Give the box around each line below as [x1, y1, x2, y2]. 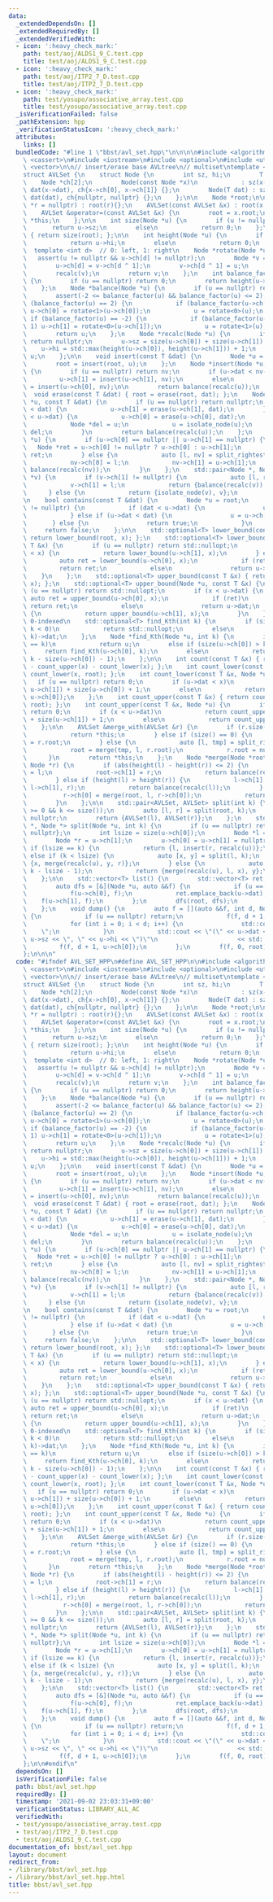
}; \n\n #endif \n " [23, 1760, 79, 1768]
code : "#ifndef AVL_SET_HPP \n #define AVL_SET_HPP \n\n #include [15, 958, 231, 966]
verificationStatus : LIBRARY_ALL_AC [15, 1805, 140, 1813]
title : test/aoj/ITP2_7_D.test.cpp [23, 80, 144, 88]
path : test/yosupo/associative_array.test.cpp [23, 95, 184, 103]
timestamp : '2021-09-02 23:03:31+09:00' [15, 1798, 154, 1806]
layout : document [8, 1851, 67, 1859]
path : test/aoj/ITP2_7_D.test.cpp [23, 72, 140, 81]
